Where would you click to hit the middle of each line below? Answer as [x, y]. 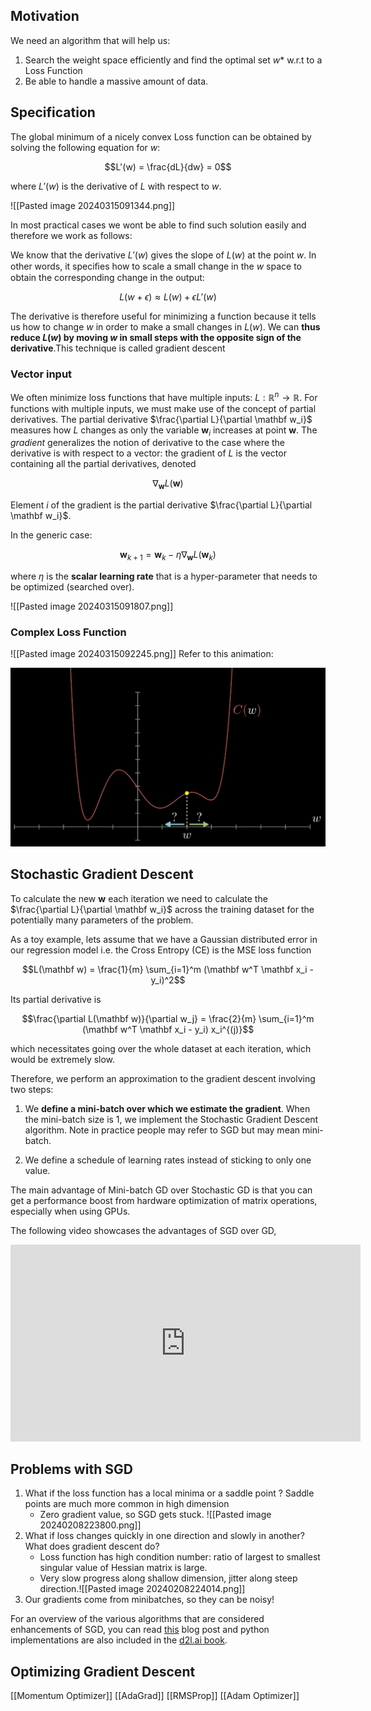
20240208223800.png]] [90, 1525]
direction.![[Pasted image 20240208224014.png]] [142, 1589]
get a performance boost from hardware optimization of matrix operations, [164, 1200]
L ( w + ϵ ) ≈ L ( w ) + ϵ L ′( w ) [168, 296]
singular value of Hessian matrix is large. [123, 1568]
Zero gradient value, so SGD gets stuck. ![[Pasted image [155, 1515]
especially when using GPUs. [70, 1211]
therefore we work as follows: [71, 235]
